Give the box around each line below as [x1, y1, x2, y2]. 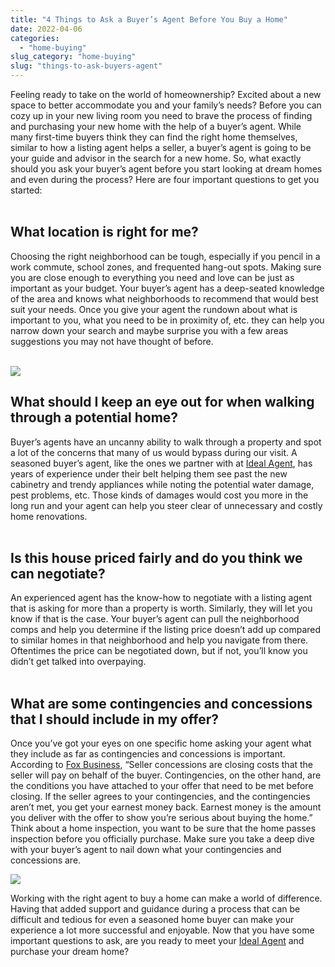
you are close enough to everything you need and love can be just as [10, 271, 295, 283]
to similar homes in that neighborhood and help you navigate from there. [10, 634, 309, 646]
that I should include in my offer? [10, 711, 220, 728]
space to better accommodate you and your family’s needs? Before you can [10, 99, 322, 111]
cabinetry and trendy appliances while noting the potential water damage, [10, 478, 315, 490]
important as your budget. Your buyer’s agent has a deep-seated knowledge [10, 282, 325, 294]
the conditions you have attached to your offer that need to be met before [10, 780, 314, 792]
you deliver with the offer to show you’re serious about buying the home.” [10, 812, 313, 824]
